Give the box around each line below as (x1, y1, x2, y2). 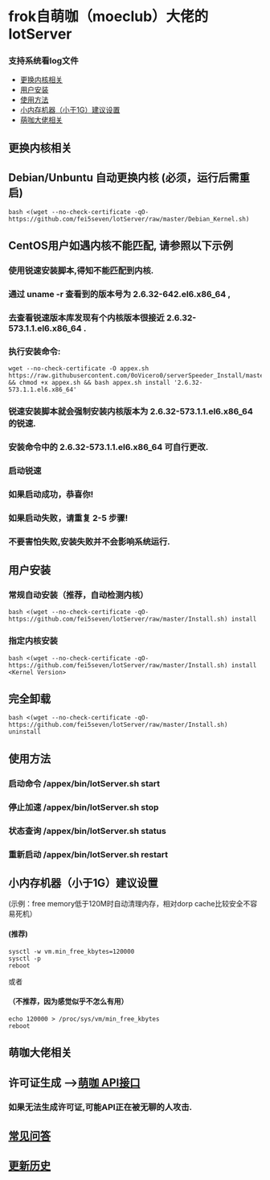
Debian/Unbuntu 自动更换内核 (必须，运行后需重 (8, 171, 251, 185)
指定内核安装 (8, 635, 59, 646)
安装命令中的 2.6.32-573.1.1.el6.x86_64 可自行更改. (8, 441, 209, 452)
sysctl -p (8, 955, 42, 963)
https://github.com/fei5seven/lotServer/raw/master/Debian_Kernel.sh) (8, 215, 250, 223)
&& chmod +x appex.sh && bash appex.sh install (8, 379, 171, 387)
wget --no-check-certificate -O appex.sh (8, 365, 149, 373)
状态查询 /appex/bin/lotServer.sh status (8, 825, 166, 836)
